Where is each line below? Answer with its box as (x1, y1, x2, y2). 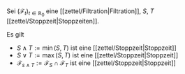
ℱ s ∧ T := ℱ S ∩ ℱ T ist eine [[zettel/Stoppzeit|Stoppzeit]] (16, 59, 176, 68)
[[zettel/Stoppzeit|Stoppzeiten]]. (6, 17, 99, 26)
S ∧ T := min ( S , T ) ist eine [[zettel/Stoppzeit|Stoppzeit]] (16, 44, 177, 52)
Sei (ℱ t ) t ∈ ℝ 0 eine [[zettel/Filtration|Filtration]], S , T (6, 7, 154, 18)
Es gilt (6, 30, 24, 39)
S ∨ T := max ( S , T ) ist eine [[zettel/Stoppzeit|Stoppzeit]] (16, 51, 179, 59)
